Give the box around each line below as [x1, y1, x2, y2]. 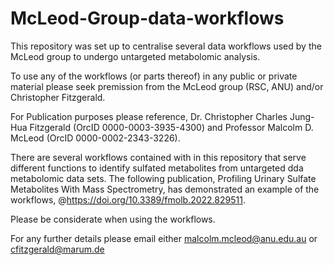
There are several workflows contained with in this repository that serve [10, 151, 307, 163]
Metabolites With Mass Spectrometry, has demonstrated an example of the [10, 183, 320, 195]
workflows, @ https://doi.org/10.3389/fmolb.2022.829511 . [10, 193, 246, 206]
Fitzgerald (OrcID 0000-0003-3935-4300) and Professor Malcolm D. [29, 121, 314, 133]
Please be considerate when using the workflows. [10, 213, 216, 225]
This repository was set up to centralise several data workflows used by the [10, 40, 322, 52]
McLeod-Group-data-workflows [10, 7, 285, 30]
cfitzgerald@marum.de [10, 243, 105, 255]
